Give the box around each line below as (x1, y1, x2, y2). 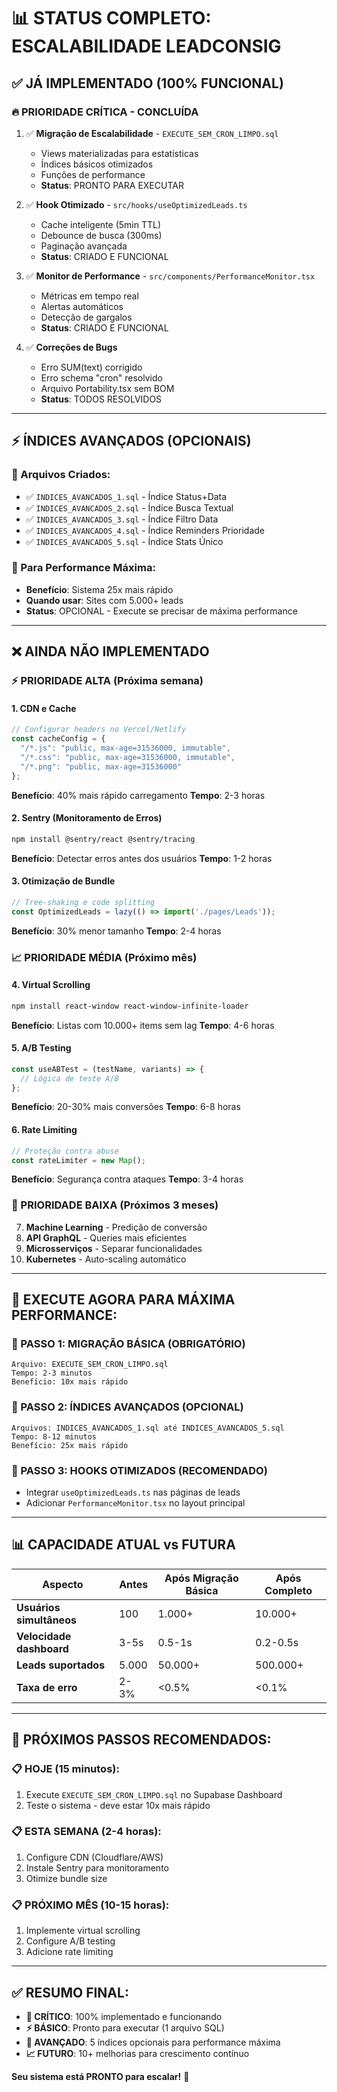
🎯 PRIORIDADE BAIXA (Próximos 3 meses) (11, 1198, 219, 1212)
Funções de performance (40, 168, 146, 180)
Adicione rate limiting (25, 1946, 114, 1958)
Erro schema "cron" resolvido (40, 371, 163, 384)
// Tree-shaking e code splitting (11, 897, 156, 907)
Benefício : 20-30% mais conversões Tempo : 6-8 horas (11, 1101, 241, 1113)
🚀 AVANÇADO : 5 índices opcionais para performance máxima (25, 2036, 281, 2048)
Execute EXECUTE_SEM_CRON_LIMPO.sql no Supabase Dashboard (25, 1788, 283, 1800)
